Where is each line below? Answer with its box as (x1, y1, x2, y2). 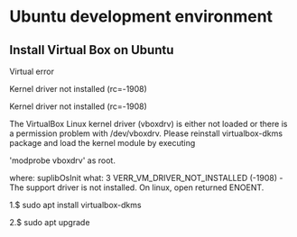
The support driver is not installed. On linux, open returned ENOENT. (9, 182, 265, 193)
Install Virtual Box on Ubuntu (9, 42, 174, 58)
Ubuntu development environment (9, 6, 274, 27)
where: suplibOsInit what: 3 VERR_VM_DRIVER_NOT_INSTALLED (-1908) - (9, 173, 283, 183)
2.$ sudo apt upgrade (9, 217, 90, 227)
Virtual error (9, 66, 54, 77)
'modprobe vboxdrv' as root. (9, 155, 116, 166)
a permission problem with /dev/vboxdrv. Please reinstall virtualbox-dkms (9, 128, 283, 139)
